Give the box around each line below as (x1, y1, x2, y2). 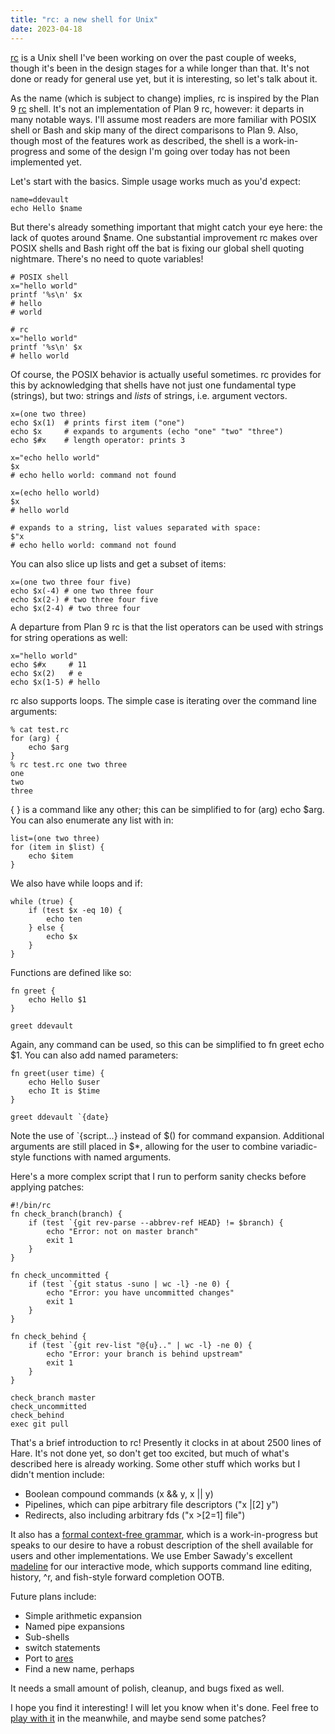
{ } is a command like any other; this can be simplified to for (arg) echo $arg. (10, 803, 325, 815)
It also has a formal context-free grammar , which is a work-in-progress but (10, 1528, 318, 1540)
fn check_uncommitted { (10, 1270, 110, 1280)
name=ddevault (10, 194, 70, 205)
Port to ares (24, 1652, 74, 1664)
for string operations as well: (10, 631, 128, 643)
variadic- (279, 1140, 318, 1152)
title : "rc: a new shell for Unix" (10, 14, 159, 25)
